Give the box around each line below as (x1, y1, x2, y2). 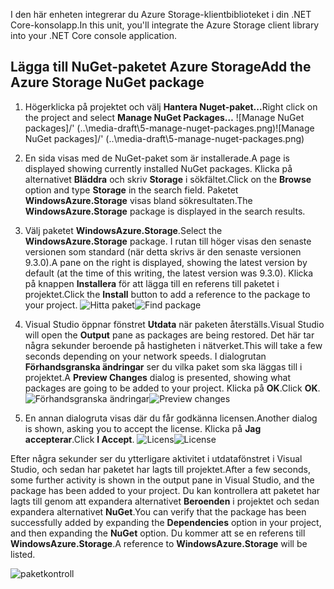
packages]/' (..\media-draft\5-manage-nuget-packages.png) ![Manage (24, 122, 315, 134)
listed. (10, 548, 36, 560)
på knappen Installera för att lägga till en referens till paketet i (24, 277, 280, 289)
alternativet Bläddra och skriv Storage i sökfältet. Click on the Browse (24, 173, 312, 185)
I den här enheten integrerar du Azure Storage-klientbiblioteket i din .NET (10, 9, 312, 20)
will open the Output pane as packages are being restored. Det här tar (24, 329, 315, 341)
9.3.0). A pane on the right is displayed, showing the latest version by (24, 256, 308, 268)
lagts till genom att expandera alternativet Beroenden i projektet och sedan (10, 495, 320, 507)
